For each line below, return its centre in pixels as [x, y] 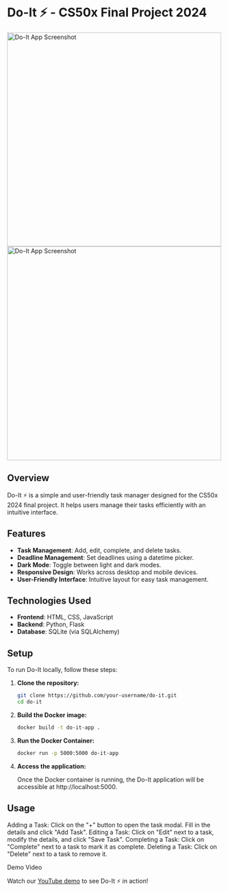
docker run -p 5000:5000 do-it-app [68, 753]
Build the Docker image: [52, 714]
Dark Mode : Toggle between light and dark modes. [89, 565]
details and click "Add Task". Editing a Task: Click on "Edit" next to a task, [111, 832]
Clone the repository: [48, 683]
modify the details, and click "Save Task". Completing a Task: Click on [105, 839]
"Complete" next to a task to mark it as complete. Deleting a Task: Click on [112, 847]
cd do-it [29, 702]
